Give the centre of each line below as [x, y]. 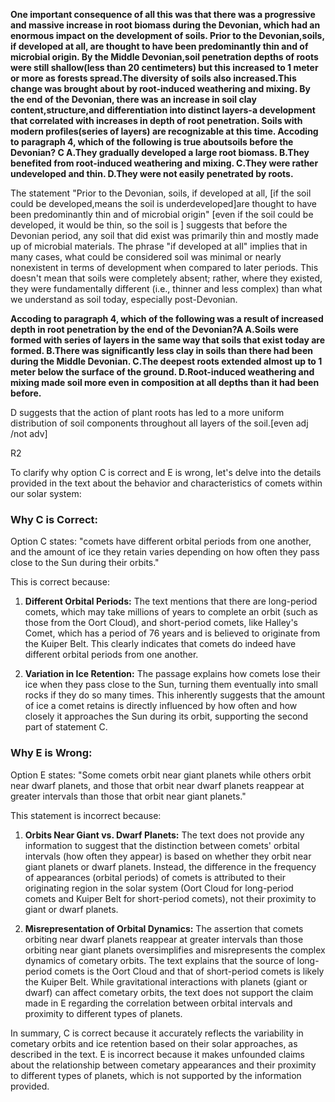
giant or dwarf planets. [71, 909]
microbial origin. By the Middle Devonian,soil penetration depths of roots [164, 57]
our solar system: [46, 493]
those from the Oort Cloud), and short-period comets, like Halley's [161, 623]
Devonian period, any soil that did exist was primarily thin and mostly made [164, 235]
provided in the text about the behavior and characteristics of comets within [166, 483]
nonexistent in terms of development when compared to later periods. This [164, 267]
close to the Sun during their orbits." [85, 563]
